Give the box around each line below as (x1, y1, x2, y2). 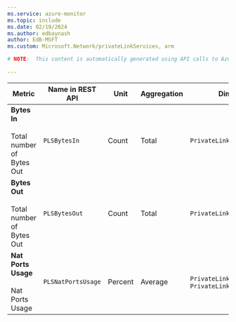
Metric (12, 88, 35, 98)
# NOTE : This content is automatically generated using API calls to (7, 55, 218, 63)
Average (140, 276, 169, 286)
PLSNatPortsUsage (43, 278, 102, 286)
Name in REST (48, 84, 97, 94)
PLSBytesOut (43, 209, 84, 217)
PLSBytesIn (43, 136, 79, 145)
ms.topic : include (7, 17, 61, 24)
